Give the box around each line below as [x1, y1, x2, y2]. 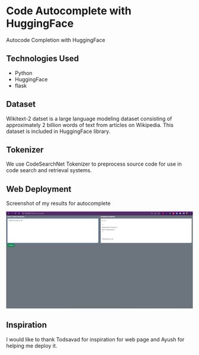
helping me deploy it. [6, 342, 57, 349]
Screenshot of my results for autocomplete [6, 200, 111, 207]
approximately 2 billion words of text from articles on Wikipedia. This [6, 121, 174, 128]
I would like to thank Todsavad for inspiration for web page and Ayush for [6, 335, 185, 343]
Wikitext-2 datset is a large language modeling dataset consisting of [6, 115, 172, 122]
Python [14, 69, 33, 77]
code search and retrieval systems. [6, 167, 92, 174]
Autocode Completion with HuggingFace [6, 36, 105, 43]
